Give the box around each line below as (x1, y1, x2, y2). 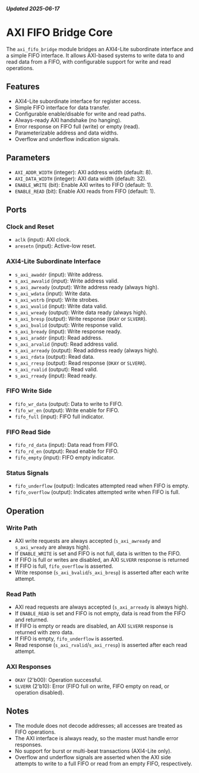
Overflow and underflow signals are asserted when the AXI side (14, 753, 171, 761)
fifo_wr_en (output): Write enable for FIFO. (14, 406, 119, 414)
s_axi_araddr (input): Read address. (14, 334, 103, 341)
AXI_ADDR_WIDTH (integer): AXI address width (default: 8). (14, 168, 153, 176)
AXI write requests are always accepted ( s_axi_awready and (14, 537, 161, 544)
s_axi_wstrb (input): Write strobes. (14, 296, 99, 303)
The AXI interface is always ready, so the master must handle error (14, 734, 179, 741)
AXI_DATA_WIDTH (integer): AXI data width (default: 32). (14, 175, 147, 182)
